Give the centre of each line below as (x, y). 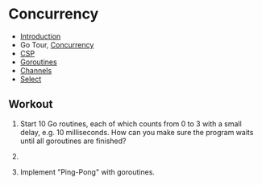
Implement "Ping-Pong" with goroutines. (87, 172)
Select (31, 79)
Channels (36, 70)
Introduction (40, 36)
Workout (31, 104)
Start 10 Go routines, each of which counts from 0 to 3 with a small (131, 123)
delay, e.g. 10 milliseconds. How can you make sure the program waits (137, 132)
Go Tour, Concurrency (57, 44)
